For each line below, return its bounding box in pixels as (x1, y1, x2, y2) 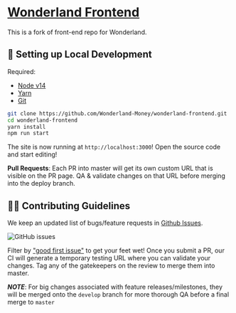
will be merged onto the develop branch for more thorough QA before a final (7, 290, 230, 299)
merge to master (7, 298, 55, 307)
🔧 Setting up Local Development (7, 48, 152, 60)
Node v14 (17, 81, 46, 90)
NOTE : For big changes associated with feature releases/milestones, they (7, 282, 222, 292)
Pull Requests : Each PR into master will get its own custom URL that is (7, 164, 213, 173)
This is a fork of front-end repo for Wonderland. (7, 28, 147, 36)
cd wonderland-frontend (7, 117, 78, 124)
